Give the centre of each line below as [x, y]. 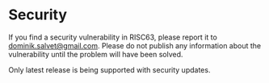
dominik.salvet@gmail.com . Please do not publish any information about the [134, 45]
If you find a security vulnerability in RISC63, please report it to [113, 37]
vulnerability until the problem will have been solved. [96, 54]
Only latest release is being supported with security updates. [109, 69]
